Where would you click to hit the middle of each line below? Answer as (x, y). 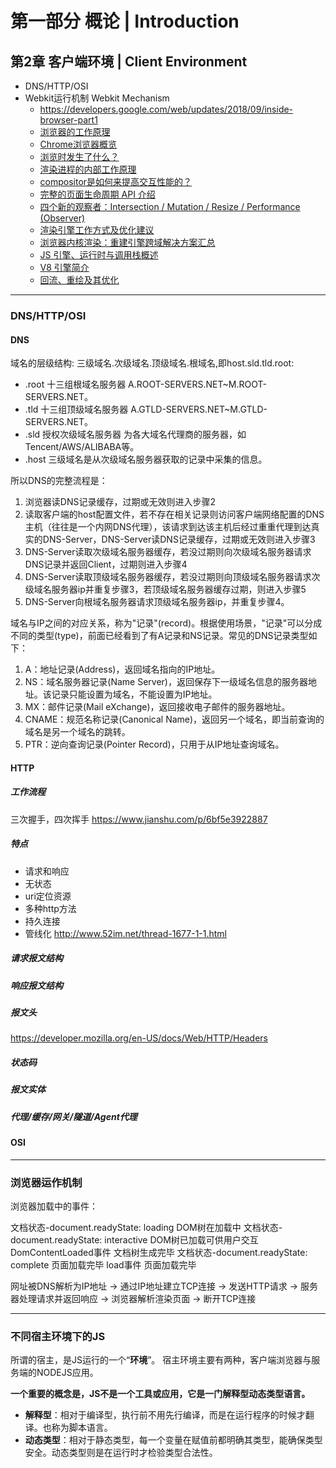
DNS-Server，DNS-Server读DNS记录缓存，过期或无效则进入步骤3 (179, 539)
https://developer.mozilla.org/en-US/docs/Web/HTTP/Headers (139, 1038)
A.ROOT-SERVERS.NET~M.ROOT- (197, 384)
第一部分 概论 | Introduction (125, 21)
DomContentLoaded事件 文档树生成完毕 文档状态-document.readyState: (159, 1252)
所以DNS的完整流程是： (59, 481)
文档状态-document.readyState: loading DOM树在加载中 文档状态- (146, 1227)
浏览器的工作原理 (75, 131)
